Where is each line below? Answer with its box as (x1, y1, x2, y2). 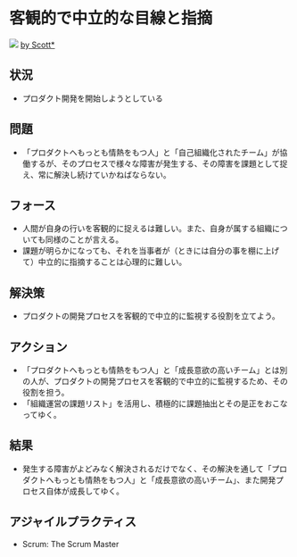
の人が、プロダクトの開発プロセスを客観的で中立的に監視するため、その (21, 376, 288, 387)
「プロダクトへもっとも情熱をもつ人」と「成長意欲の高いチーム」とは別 (21, 365, 288, 375)
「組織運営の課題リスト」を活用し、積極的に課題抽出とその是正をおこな (21, 398, 288, 409)
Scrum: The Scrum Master (21, 538, 120, 549)
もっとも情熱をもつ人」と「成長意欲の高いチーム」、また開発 (53, 474, 276, 485)
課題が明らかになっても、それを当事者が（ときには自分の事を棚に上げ (21, 245, 279, 256)
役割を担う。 (21, 387, 70, 397)
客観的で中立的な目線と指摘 (9, 8, 213, 29)
